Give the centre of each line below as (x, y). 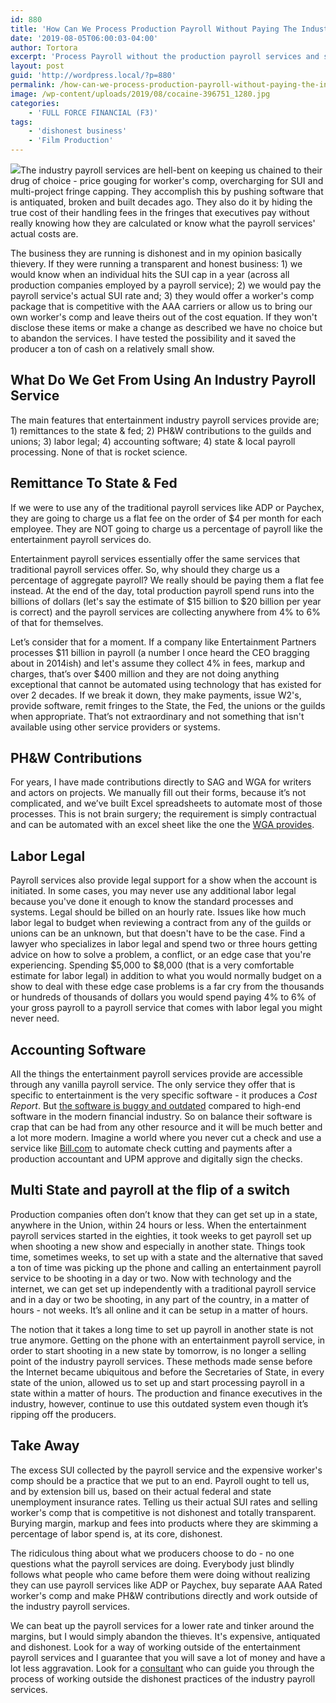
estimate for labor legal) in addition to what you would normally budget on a (166, 976)
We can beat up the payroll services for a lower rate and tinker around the (162, 1625)
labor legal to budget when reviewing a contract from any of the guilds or (161, 923)
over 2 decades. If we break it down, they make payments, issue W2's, (156, 695)
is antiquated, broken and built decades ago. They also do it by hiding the (161, 202)
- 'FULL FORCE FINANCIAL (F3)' (93, 112)
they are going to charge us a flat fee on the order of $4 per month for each (166, 518)
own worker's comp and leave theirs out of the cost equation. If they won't (164, 317)
